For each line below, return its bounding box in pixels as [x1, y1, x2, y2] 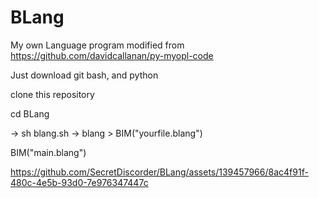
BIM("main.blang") [10, 146, 87, 158]
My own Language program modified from [10, 39, 185, 51]
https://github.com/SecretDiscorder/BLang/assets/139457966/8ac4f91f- [10, 166, 309, 178]
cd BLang [10, 107, 50, 120]
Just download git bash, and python [10, 69, 159, 81]
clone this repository [10, 88, 95, 100]
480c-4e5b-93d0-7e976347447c [10, 176, 149, 188]
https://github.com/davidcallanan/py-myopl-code [10, 49, 214, 61]
